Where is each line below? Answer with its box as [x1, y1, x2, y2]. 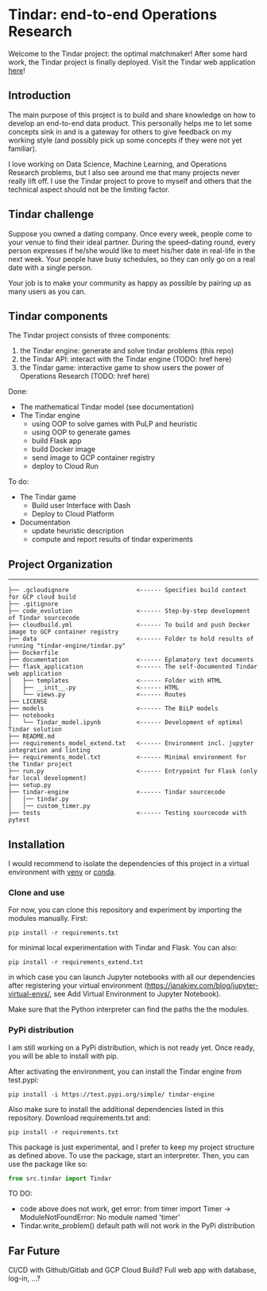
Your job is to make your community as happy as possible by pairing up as [8, 278, 252, 287]
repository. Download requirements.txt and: [8, 1113, 151, 1122]
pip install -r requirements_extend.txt [8, 958, 145, 966]
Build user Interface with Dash [31, 501, 131, 510]
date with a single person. [8, 263, 93, 272]
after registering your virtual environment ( [8, 981, 147, 990]
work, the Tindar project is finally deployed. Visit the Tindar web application [8, 57, 256, 67]
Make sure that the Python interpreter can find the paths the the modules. [8, 1004, 250, 1014]
